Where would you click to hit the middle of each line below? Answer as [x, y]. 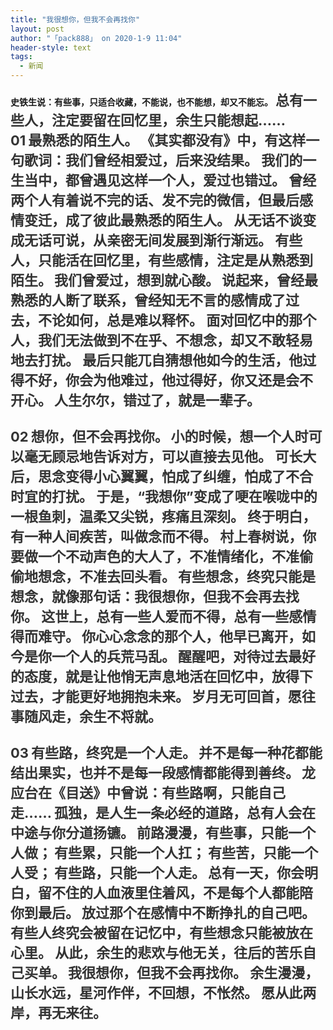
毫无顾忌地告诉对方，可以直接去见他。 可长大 [170, 456]
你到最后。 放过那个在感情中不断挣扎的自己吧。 [163, 912]
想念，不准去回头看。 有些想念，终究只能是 [177, 576]
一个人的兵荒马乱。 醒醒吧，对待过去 [169, 656]
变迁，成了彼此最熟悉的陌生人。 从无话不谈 [163, 220]
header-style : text [51, 47]
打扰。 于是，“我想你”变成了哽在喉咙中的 [184, 496]
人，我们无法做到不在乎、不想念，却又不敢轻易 [162, 340]
